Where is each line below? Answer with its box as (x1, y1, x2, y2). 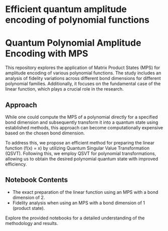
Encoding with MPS (5, 48, 89, 59)
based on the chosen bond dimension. (5, 130, 85, 136)
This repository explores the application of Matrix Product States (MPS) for (5, 64, 160, 71)
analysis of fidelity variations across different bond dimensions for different (5, 75, 161, 82)
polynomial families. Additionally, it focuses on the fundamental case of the (5, 81, 161, 87)
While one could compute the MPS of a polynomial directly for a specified (5, 114, 158, 120)
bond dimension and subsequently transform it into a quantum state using (5, 119, 158, 125)
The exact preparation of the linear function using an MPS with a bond (12, 189, 158, 195)
